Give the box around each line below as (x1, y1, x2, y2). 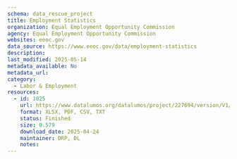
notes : (20, 141, 39, 148)
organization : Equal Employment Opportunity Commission (7, 23, 175, 30)
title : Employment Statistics (7, 17, 97, 24)
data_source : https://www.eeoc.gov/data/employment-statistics (7, 43, 197, 50)
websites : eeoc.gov (7, 37, 65, 44)
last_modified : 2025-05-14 (7, 56, 87, 63)
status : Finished (20, 115, 71, 122)
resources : (7, 89, 39, 96)
